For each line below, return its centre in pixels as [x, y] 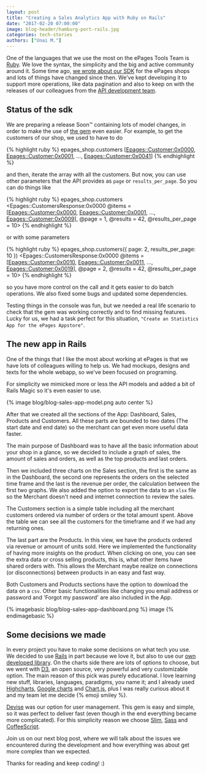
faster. [14, 433]
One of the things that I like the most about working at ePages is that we [97, 359]
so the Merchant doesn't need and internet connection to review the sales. [101, 497]
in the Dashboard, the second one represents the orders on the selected [97, 477]
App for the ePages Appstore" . [46, 325]
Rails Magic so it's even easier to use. [54, 390]
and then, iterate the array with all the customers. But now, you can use [96, 174]
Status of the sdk [40, 110]
